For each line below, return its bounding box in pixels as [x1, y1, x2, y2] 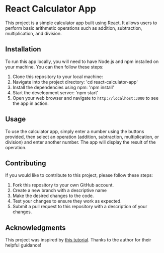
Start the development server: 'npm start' [12, 89, 99, 96]
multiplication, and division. [5, 30, 62, 36]
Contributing [5, 159, 46, 167]
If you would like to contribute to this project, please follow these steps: [5, 172, 153, 178]
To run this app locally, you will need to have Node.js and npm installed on [5, 58, 159, 65]
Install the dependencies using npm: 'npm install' [12, 84, 114, 90]
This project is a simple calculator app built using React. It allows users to [5, 20, 157, 26]
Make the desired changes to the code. [12, 193, 94, 199]
